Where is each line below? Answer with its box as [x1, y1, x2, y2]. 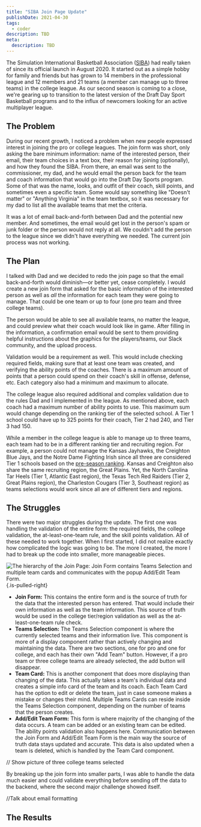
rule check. [55, 619, 83, 626]
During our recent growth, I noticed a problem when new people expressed [6, 137, 192, 145]
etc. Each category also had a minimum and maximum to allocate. [6, 379, 169, 386]
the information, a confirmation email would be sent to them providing [6, 329, 179, 336]
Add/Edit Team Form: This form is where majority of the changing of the [14, 715, 195, 722]
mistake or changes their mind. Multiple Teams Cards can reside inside [14, 696, 191, 703]
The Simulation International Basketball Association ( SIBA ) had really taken [6, 58, 191, 66]
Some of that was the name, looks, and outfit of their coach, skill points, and [6, 182, 194, 189]
